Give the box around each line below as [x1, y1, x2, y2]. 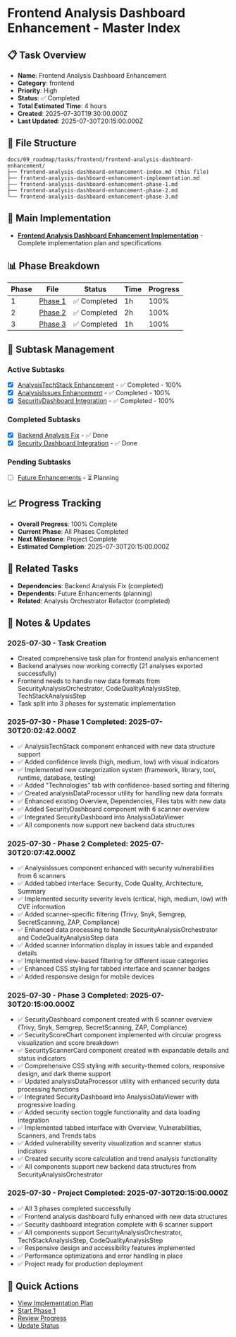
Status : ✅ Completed [17, 94, 80, 102]
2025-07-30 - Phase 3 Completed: [7, 990, 129, 1000]
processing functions [17, 1085, 80, 1094]
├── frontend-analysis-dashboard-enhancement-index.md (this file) [7, 168, 210, 175]
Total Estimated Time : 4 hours [17, 102, 107, 110]
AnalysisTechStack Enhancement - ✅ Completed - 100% [17, 380, 182, 390]
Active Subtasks [7, 364, 65, 374]
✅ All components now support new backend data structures [17, 820, 195, 829]
